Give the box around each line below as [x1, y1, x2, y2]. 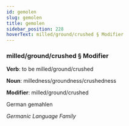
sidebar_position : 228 [6, 26, 64, 32]
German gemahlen [6, 101, 53, 108]
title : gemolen [6, 20, 45, 26]
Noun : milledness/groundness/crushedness [6, 77, 117, 85]
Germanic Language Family [6, 113, 76, 120]
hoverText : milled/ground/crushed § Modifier [6, 32, 124, 38]
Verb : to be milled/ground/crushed [6, 65, 94, 73]
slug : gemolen [6, 15, 43, 21]
